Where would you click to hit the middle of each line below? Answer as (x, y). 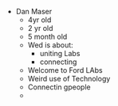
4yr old (39, 20)
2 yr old (40, 28)
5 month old (47, 36)
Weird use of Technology (69, 79)
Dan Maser (34, 11)
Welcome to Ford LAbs (65, 70)
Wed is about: (50, 45)
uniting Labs (60, 53)
